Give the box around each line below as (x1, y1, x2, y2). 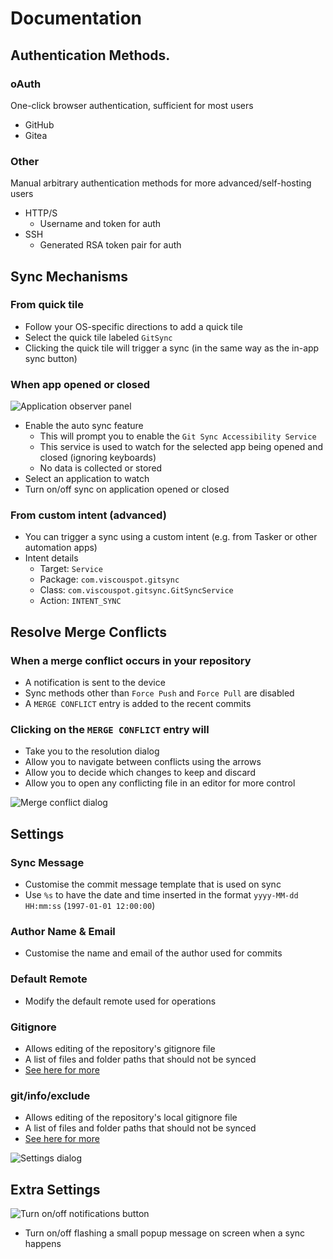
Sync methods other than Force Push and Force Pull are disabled (24, 687, 295, 699)
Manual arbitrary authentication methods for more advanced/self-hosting (10, 177, 312, 189)
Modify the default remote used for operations (24, 995, 217, 1007)
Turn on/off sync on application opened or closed (24, 483, 230, 496)
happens (24, 1238, 62, 1250)
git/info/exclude (10, 1088, 91, 1102)
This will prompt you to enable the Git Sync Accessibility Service (39, 430, 317, 442)
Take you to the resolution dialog (24, 745, 160, 757)
